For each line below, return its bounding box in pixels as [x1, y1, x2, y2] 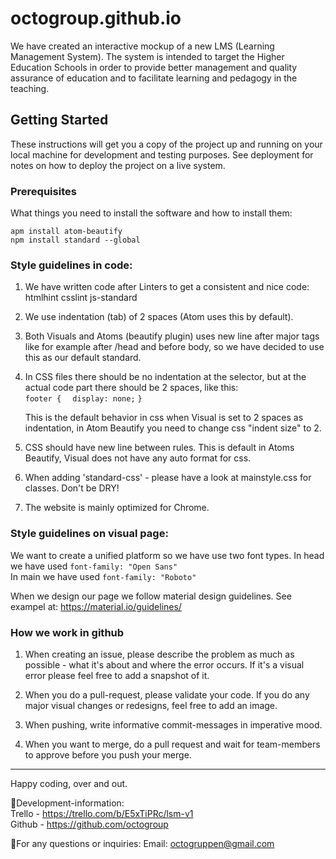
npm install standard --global [10, 235, 141, 246]
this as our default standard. [24, 352, 142, 364]
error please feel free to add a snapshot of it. [24, 669, 210, 681]
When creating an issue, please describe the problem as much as [24, 648, 295, 660]
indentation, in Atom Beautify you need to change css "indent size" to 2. [24, 422, 322, 434]
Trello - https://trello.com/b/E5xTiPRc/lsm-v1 [10, 807, 194, 819]
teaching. [10, 82, 50, 94]
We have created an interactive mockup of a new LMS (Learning [10, 40, 275, 52]
